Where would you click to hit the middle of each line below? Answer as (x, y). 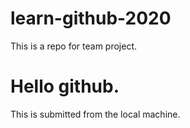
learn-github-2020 (91, 18)
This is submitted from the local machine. (95, 114)
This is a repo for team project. (74, 46)
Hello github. (65, 86)
